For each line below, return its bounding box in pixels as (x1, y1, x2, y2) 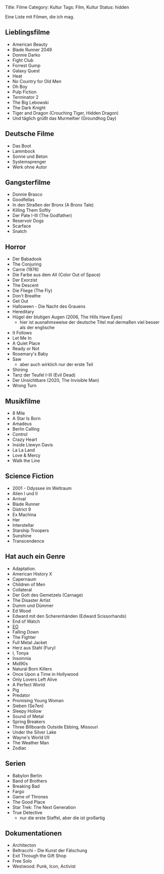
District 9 (12, 506, 31, 512)
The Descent (12, 283, 39, 289)
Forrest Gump (12, 62, 41, 69)
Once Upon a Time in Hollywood (12, 671, 79, 677)
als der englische (19, 325, 55, 331)
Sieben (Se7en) (12, 703, 44, 709)
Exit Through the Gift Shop (12, 853, 67, 859)
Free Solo (12, 858, 32, 864)
